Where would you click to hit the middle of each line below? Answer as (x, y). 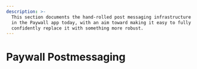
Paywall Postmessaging (66, 57)
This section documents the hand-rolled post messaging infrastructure (101, 17)
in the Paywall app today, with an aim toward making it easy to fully (101, 22)
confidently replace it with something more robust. (78, 28)
